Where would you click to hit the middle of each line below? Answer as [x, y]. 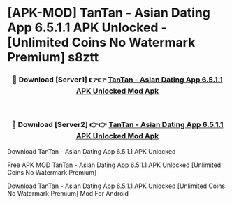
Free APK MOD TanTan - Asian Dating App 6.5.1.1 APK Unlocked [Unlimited [114, 165]
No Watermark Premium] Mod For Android [68, 193]
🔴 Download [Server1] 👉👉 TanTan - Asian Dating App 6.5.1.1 [117, 80]
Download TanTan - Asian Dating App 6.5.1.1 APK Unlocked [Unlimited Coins [116, 186]
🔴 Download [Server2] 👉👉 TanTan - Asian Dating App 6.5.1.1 [117, 125]
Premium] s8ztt [53, 58]
